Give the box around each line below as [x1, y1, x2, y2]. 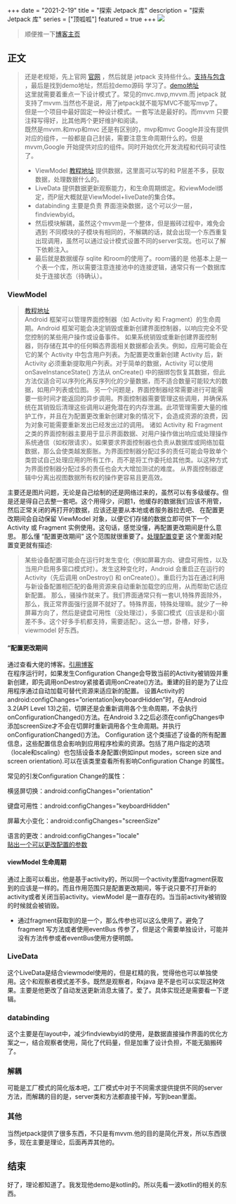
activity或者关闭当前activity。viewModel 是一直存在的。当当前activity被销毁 [7, 892, 227, 901]
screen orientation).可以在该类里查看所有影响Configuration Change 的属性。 [7, 757, 228, 766]
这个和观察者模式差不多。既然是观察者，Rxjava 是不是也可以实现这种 [19, 977, 219, 986]
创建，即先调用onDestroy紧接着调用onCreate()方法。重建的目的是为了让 [13, 678, 223, 686]
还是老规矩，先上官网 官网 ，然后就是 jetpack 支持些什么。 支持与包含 [24, 72, 225, 81]
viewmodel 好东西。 [24, 626, 83, 634]
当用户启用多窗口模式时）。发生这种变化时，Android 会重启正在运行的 [24, 565, 225, 573]
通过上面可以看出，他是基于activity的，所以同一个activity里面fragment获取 [7, 875, 223, 883]
